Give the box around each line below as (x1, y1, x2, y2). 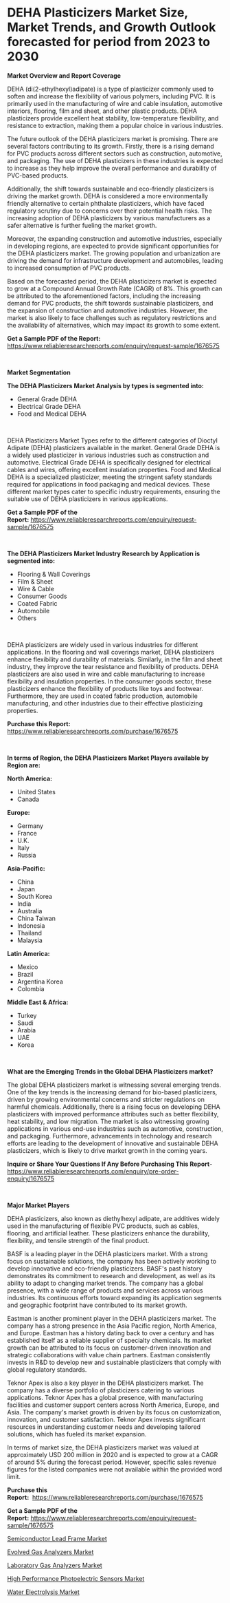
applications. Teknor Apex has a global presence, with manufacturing (7, 1393, 204, 1401)
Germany (16, 821, 43, 830)
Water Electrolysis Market (7, 1588, 80, 1596)
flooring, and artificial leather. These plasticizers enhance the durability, (7, 1229, 210, 1237)
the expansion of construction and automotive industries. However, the (7, 306, 208, 315)
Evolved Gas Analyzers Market (7, 1547, 94, 1556)
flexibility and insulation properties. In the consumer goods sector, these (7, 677, 211, 686)
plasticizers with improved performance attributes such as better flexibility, (7, 1110, 219, 1118)
